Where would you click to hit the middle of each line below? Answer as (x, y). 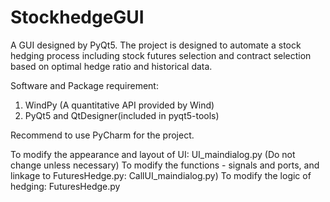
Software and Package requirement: (84, 85)
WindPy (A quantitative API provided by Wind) (119, 105)
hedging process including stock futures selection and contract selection (161, 55)
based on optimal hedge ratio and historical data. (111, 66)
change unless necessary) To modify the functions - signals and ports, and (165, 165)
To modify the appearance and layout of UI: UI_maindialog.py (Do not (153, 154)
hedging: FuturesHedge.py (65, 186)
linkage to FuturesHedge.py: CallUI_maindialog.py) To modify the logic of (161, 175)
